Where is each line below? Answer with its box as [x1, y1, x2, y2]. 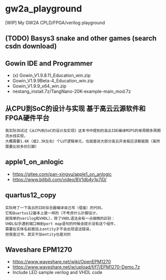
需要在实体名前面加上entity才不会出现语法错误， [5, 226, 93, 231]
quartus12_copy [5, 191, 56, 200]
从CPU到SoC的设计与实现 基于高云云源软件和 [5, 104, 146, 113]
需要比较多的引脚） [5, 144, 39, 149]
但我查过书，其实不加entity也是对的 [5, 232, 71, 237]
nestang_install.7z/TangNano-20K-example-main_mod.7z [12, 88, 131, 94]
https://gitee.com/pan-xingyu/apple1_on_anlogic [12, 171, 112, 177]
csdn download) [5, 42, 57, 51]
